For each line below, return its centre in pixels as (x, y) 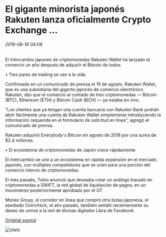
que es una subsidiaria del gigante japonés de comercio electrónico (74, 89)
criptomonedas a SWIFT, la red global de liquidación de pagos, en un (76, 185)
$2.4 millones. (20, 141)
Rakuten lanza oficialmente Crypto (78, 20)
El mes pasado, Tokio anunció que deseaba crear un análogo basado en (79, 180)
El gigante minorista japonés (65, 9)
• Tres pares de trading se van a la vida (45, 75)
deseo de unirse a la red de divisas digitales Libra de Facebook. (70, 211)
